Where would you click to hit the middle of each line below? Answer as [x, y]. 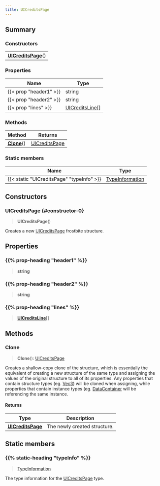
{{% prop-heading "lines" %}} [42, 307]
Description [80, 418]
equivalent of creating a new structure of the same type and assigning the [80, 373]
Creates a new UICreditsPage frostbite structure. [55, 231]
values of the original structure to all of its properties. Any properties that [79, 378]
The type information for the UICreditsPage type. [55, 478]
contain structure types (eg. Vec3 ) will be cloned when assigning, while [78, 383]
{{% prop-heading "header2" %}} [47, 284]
